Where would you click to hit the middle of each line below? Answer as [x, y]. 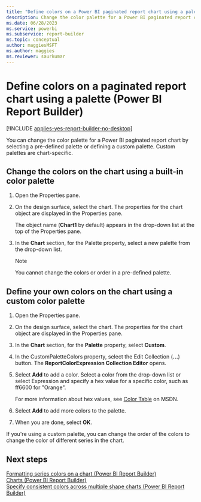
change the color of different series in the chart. [65, 440]
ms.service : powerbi [32, 29]
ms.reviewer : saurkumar [36, 56]
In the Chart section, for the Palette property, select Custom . [90, 345]
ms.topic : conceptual [33, 40]
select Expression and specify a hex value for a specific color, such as [101, 381]
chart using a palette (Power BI [84, 99]
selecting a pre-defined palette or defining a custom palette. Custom [91, 146]
